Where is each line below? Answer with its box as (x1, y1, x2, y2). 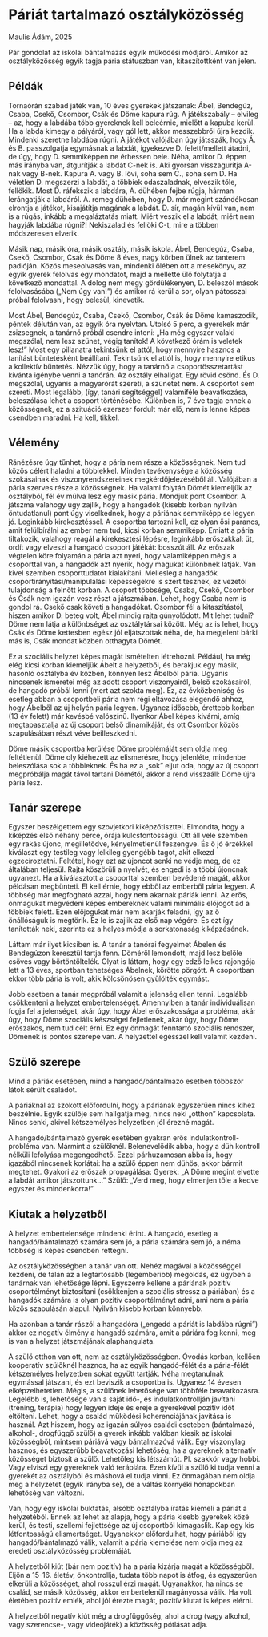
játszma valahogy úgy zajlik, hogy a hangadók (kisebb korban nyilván (8, 499, 238, 510)
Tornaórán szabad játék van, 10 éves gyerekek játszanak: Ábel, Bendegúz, (8, 100, 254, 110)
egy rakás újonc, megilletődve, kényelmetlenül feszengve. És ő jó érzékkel (8, 839, 254, 849)
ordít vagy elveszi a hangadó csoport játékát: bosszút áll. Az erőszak (8, 542, 235, 552)
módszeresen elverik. (8, 228, 80, 238)
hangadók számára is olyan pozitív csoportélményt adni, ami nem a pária (8, 1296, 250, 1304)
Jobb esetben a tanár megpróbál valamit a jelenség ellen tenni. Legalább (8, 990, 248, 999)
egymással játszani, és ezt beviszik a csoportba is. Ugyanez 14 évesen (8, 1377, 242, 1387)
